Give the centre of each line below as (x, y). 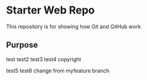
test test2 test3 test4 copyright (44, 59)
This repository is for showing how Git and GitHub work (73, 26)
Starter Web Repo (50, 10)
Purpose (22, 45)
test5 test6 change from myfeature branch (58, 71)
